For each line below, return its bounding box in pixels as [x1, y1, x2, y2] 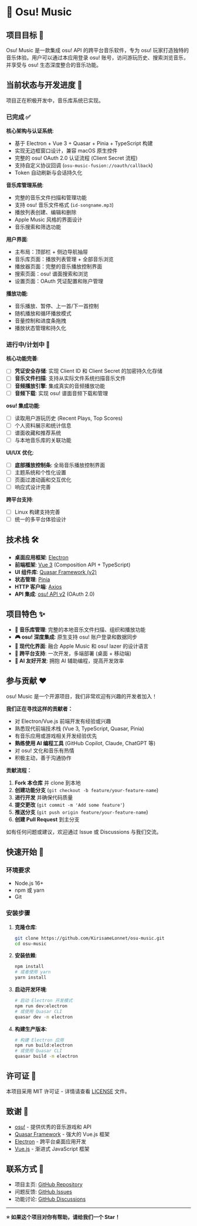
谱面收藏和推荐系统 [14, 429, 62, 436]
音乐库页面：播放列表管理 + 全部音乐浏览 [14, 256, 114, 263]
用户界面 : [6, 236, 29, 243]
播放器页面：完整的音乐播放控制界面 [14, 263, 103, 270]
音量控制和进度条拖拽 [14, 317, 66, 324]
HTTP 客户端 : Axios [14, 583, 62, 590]
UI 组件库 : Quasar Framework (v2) [14, 569, 97, 576]
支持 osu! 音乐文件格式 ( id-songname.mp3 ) [14, 202, 114, 209]
